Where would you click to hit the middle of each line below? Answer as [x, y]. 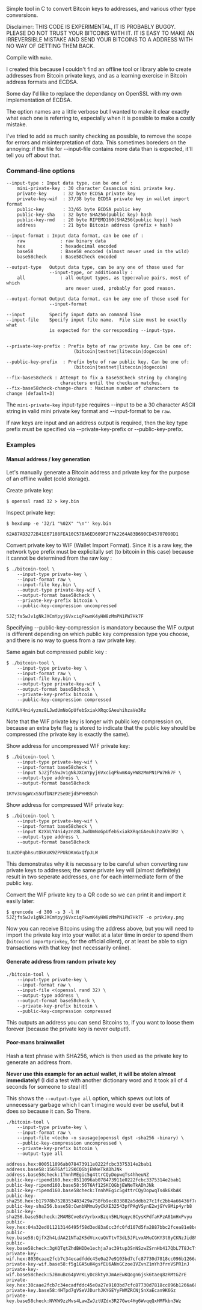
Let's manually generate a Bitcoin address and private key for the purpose [98, 473]
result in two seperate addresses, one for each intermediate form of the [95, 877]
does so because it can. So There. [49, 1111]
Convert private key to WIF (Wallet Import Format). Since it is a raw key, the [99, 545]
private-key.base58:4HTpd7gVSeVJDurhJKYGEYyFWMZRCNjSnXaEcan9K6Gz [91, 1290]
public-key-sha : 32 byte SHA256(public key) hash [84, 215]
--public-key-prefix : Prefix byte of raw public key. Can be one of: [98, 362]
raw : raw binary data [62, 241]
